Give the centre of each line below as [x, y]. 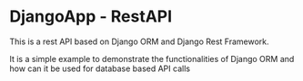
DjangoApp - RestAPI [91, 17]
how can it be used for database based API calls [100, 68]
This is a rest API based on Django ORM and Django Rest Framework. [140, 41]
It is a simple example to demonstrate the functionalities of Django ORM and [152, 58]
